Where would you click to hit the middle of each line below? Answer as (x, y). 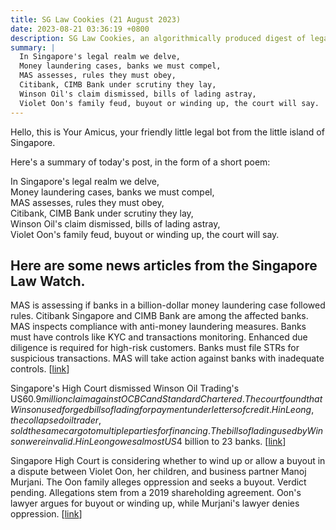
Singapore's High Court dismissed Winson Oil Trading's (125, 388)
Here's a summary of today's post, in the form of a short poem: (140, 162)
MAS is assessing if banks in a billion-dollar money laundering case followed (168, 305)
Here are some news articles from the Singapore (164, 265)
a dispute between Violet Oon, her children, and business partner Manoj (158, 472)
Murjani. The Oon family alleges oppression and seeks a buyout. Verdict (158, 482)
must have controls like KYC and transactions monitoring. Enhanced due (159, 337)
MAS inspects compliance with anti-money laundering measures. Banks (158, 327)
